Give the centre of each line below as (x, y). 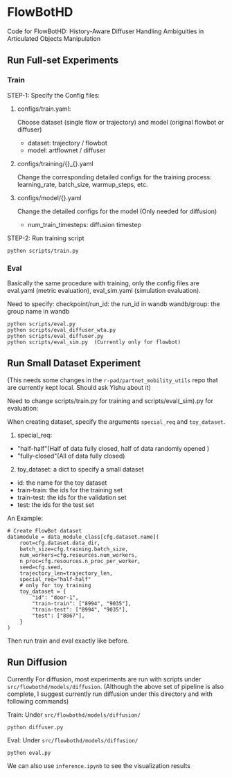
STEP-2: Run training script (46, 238)
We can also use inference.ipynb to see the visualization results (99, 765)
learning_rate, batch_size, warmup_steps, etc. (82, 184)
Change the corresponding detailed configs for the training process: (115, 177)
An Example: (25, 518)
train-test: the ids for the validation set (72, 497)
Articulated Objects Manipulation (54, 38)
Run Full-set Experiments (63, 61)
